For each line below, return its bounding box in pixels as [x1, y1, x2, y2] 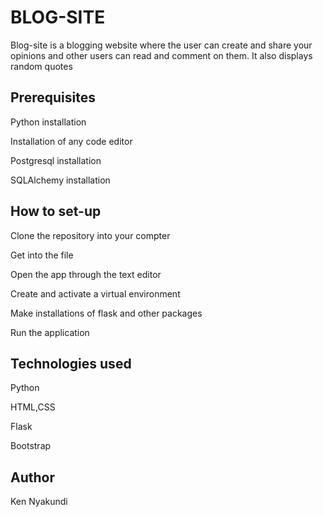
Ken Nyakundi [10, 496, 68, 508]
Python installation [10, 116, 87, 128]
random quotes [10, 60, 73, 72]
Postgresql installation [10, 154, 102, 166]
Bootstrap [10, 440, 52, 452]
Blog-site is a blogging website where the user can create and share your [10, 39, 313, 51]
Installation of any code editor [10, 135, 133, 147]
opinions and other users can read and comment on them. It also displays [10, 49, 313, 61]
